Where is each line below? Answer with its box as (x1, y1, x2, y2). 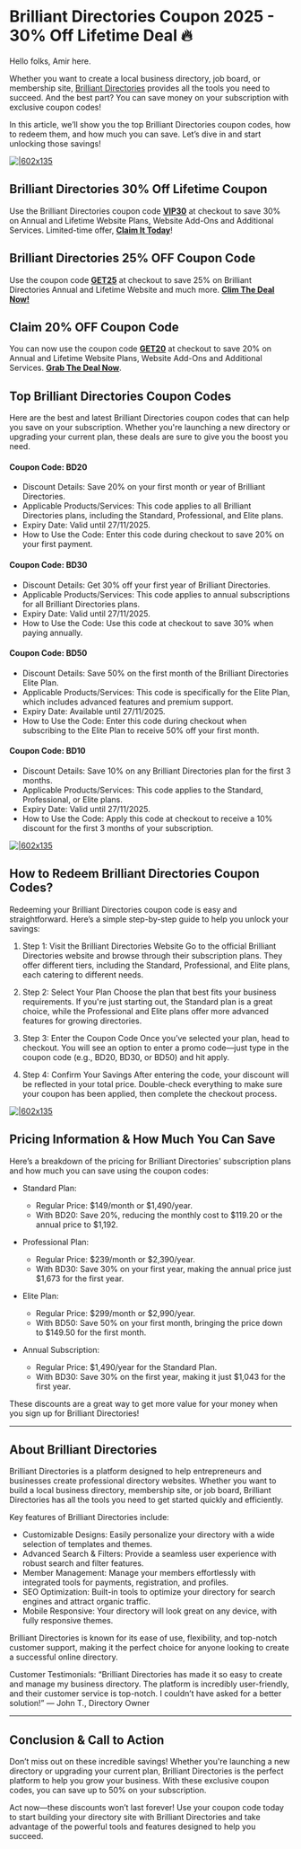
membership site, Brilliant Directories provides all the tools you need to (9, 83, 271, 93)
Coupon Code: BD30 (9, 559, 88, 570)
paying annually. (21, 627, 83, 638)
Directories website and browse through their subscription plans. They (21, 950, 283, 960)
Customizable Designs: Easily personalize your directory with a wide (21, 1529, 275, 1540)
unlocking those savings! (9, 137, 101, 149)
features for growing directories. (21, 1015, 142, 1026)
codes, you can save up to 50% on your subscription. (9, 1785, 207, 1796)
